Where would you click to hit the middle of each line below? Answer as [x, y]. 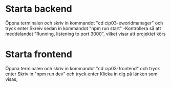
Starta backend [39, 9]
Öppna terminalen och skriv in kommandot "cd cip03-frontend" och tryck [83, 68]
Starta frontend [39, 54]
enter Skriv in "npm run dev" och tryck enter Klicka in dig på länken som [81, 74]
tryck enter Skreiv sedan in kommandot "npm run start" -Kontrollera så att [83, 28]
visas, [12, 79]
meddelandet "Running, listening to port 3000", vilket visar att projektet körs [85, 34]
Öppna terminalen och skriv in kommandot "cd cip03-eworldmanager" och [84, 23]
